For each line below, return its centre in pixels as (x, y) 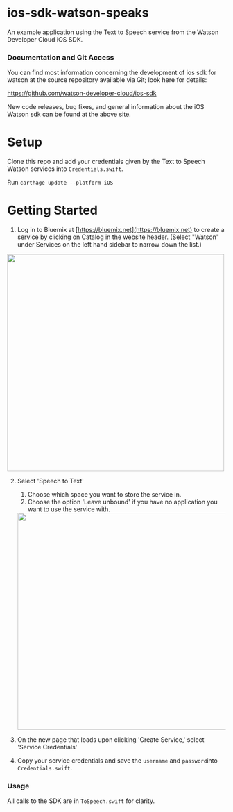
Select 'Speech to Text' (51, 481)
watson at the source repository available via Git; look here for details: (107, 80)
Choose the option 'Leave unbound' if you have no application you (122, 502)
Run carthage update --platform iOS (60, 183)
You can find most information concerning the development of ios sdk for (112, 73)
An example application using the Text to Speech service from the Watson (113, 32)
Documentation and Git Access (61, 57)
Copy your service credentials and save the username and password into (118, 761)
